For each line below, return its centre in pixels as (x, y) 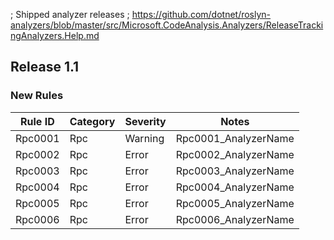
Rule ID (37, 121)
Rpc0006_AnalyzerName (235, 219)
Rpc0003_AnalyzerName (235, 171)
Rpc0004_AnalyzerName (235, 187)
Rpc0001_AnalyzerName (235, 138)
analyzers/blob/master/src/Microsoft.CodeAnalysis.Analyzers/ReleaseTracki (167, 25)
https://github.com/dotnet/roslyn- (201, 14)
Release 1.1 (45, 67)
